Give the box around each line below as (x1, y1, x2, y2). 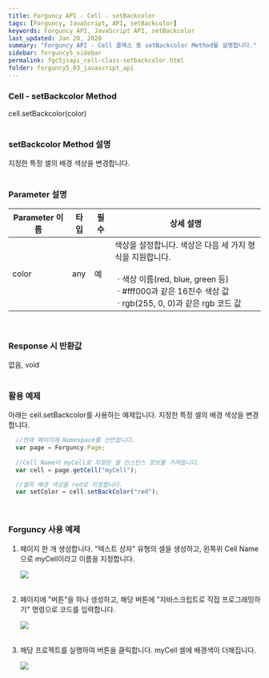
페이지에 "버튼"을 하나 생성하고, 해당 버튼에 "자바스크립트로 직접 (19, 595, 220, 604)
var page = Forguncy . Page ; (15, 444, 106, 452)
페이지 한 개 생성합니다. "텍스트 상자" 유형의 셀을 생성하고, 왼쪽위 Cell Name (19, 543, 259, 554)
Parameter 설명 (8, 189, 67, 201)
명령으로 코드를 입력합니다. (31, 604, 116, 614)
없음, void (8, 359, 40, 369)
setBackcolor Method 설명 (8, 138, 111, 149)
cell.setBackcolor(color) (8, 109, 87, 119)
